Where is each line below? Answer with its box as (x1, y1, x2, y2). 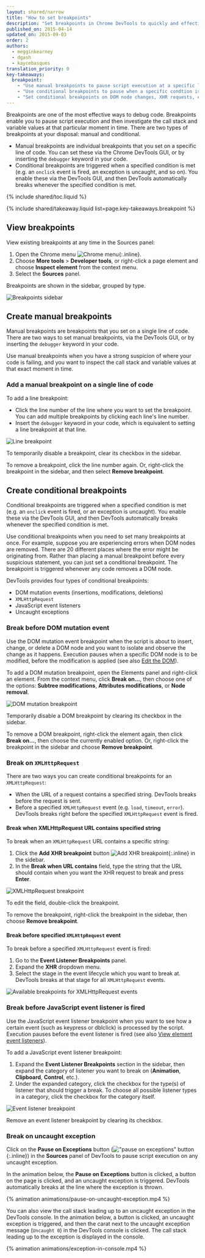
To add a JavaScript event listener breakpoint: (6, 1049, 122, 1056)
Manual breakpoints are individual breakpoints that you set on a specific (15, 142, 196, 150)
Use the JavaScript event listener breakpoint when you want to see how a (6, 1017, 192, 1025)
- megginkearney (12, 49, 53, 55)
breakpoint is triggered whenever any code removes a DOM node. (6, 565, 173, 573)
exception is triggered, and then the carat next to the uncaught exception (6, 1220, 190, 1227)
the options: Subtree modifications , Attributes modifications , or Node (6, 682, 185, 689)
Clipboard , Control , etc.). (15, 1073, 79, 1081)
